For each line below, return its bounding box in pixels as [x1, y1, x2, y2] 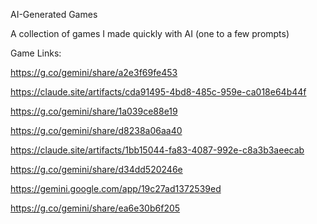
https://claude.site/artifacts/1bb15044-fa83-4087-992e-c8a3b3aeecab [10, 144, 305, 156]
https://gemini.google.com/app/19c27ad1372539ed [10, 183, 222, 194]
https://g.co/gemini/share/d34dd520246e [10, 164, 183, 175]
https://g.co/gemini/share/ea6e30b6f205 [10, 202, 181, 214]
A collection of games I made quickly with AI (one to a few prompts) [10, 28, 290, 39]
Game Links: [10, 47, 62, 59]
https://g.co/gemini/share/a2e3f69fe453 [10, 67, 178, 78]
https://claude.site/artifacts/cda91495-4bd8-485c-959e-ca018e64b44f [10, 86, 307, 98]
